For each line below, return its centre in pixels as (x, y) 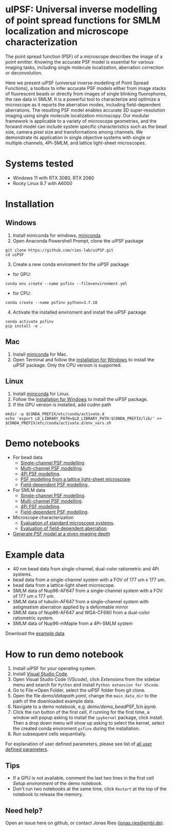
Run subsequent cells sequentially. (49, 734)
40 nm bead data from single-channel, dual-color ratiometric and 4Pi (86, 569)
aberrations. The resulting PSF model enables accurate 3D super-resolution (85, 110)
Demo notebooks (43, 443)
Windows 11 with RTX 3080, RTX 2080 (53, 178)
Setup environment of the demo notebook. (58, 783)
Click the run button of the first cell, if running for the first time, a (81, 712)
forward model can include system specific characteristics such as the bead (86, 126)
